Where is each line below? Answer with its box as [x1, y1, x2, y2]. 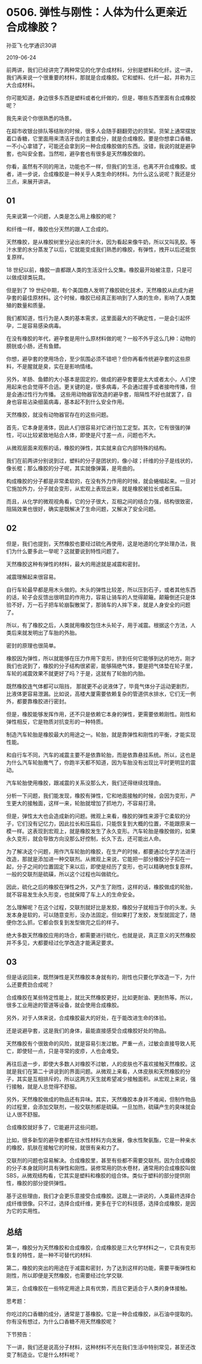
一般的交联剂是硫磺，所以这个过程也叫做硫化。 [6, 870, 122, 878]
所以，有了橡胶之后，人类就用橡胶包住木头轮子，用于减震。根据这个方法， [6, 621, 191, 628]
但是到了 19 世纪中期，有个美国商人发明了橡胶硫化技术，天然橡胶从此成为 [6, 286, 189, 293]
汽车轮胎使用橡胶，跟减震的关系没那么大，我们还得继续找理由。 [6, 779, 164, 786]
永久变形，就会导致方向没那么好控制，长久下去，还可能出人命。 [6, 835, 164, 842]
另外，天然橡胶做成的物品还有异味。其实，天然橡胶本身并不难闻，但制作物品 [6, 1096, 196, 1103]
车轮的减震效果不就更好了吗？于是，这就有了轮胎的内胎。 [6, 669, 148, 677]
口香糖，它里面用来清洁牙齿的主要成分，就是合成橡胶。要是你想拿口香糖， [11, 135, 196, 142]
